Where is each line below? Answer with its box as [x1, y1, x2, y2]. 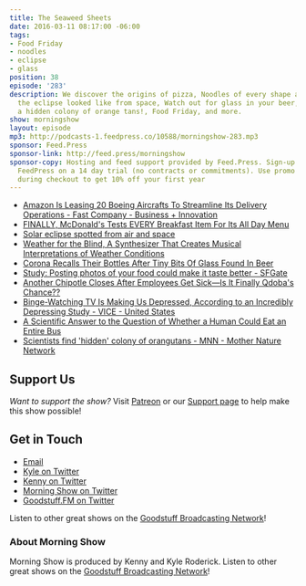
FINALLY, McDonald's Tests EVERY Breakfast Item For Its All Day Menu [22, 219, 290, 230]
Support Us [9, 371, 76, 387]
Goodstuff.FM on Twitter [22, 495, 115, 506]
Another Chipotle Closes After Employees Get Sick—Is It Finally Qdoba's [22, 277, 294, 288]
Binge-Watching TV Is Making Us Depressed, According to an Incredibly [22, 297, 294, 308]
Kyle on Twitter [22, 466, 80, 476]
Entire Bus [22, 326, 62, 337]
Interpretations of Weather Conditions [22, 248, 166, 259]
